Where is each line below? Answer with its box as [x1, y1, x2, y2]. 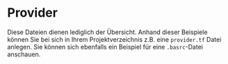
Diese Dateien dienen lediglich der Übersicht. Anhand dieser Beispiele [7, 28, 208, 36]
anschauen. [7, 50, 41, 58]
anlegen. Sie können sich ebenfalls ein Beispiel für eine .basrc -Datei [7, 42, 204, 51]
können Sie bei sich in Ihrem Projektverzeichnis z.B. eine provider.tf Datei [7, 35, 222, 43]
